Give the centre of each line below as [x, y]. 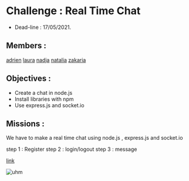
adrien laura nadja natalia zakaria [46, 60]
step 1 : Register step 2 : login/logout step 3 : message [72, 149]
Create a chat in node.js [43, 93]
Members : [26, 46]
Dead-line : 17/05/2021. [43, 27]
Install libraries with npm [44, 99]
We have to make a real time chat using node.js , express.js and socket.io [95, 138]
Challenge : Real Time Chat [73, 11]
